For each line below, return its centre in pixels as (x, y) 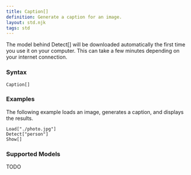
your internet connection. (37, 57)
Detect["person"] (27, 134)
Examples (21, 99)
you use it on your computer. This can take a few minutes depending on (93, 51)
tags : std (18, 28)
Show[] (14, 139)
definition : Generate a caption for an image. (64, 17)
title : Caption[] (27, 11)
